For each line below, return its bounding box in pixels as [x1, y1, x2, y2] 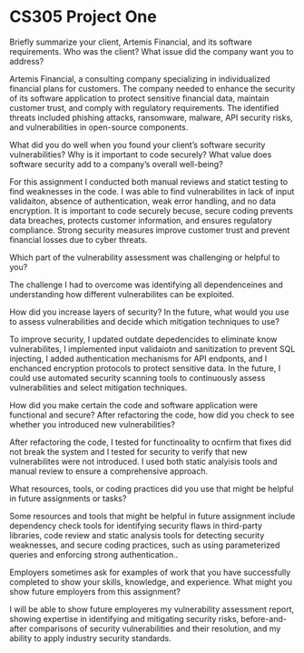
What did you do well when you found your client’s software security [9, 139, 266, 150]
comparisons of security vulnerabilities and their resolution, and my [28, 623, 281, 634]
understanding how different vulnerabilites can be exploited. [9, 288, 234, 299]
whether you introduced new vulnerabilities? [9, 418, 175, 429]
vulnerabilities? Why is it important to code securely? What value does [9, 148, 272, 160]
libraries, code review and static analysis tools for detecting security [9, 529, 265, 540]
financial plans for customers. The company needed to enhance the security [9, 83, 296, 94]
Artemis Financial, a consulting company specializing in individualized [9, 73, 270, 84]
